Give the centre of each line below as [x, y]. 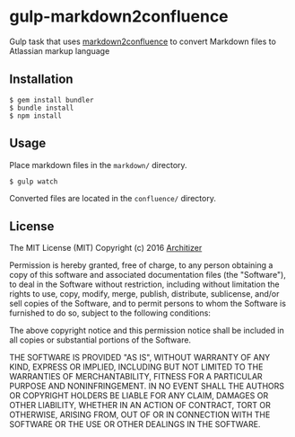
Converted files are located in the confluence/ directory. [113, 198]
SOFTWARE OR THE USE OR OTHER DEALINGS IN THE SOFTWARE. [135, 424]
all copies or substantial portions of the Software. [100, 340]
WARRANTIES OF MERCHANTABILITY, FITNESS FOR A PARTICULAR [136, 377]
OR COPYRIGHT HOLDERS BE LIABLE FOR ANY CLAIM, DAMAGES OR [139, 396]
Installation [41, 80]
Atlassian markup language [60, 50]
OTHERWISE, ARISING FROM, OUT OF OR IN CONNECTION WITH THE [140, 415]
